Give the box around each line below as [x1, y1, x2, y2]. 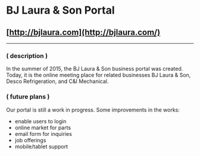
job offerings [14, 136, 46, 144]
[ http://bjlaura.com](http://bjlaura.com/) [6, 27, 161, 37]
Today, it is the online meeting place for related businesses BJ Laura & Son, [6, 72, 191, 79]
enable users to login [14, 117, 67, 125]
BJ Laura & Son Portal [6, 4, 115, 17]
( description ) [6, 52, 48, 60]
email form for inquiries [14, 130, 73, 137]
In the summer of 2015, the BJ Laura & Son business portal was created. [6, 65, 183, 72]
